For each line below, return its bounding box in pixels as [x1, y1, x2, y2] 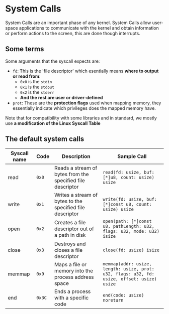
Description [61, 152, 91, 160]
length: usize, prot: [103, 266, 154, 271]
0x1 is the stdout [20, 84, 54, 90]
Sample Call [117, 152, 147, 160]
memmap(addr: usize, [103, 261, 152, 266]
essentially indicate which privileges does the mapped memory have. [12, 105, 156, 111]
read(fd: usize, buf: [103, 169, 154, 175]
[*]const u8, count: [103, 201, 152, 207]
